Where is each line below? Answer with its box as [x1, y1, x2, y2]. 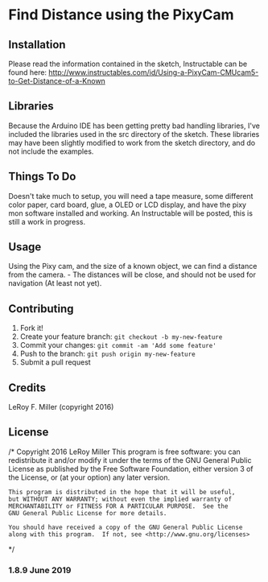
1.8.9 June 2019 [8, 564, 72, 576]
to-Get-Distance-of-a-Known [8, 76, 106, 85]
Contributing [8, 302, 74, 316]
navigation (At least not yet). [8, 279, 102, 288]
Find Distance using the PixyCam [8, 6, 234, 24]
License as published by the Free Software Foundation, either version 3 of [8, 464, 254, 473]
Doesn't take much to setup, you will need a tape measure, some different [8, 191, 254, 200]
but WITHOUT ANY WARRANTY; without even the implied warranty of [8, 495, 232, 503]
